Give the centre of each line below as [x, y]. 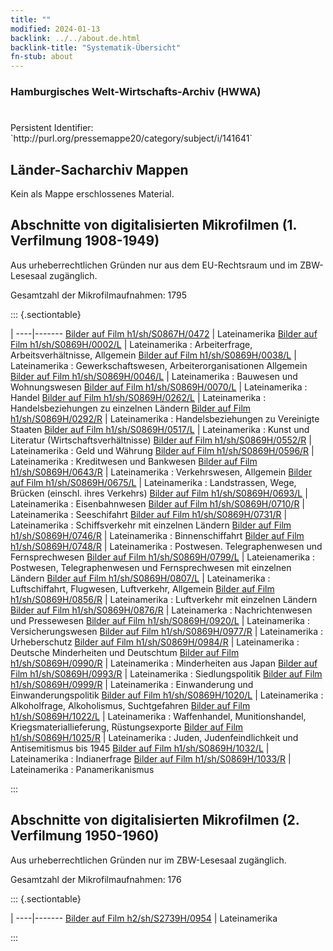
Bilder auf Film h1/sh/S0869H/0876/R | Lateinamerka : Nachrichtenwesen [161, 610]
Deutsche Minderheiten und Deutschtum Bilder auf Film [125, 652]
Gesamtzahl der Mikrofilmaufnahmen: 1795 [99, 295]
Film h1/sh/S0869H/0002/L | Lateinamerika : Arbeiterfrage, [131, 344]
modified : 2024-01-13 [55, 29]
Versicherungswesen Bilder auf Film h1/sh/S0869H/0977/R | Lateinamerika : [166, 631]
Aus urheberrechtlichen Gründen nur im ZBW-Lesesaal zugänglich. [148, 860]
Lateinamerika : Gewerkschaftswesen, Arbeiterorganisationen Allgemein [159, 365]
